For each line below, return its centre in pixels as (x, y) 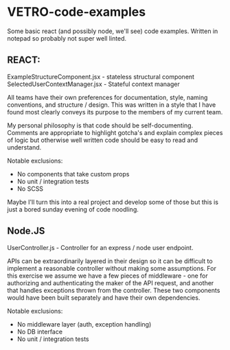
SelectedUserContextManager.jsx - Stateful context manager (93, 84)
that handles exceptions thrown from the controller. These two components (114, 290)
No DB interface (40, 331)
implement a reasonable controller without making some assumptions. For (112, 268)
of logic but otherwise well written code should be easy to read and (102, 140)
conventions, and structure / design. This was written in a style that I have (112, 105)
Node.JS (26, 231)
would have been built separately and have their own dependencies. (104, 298)
